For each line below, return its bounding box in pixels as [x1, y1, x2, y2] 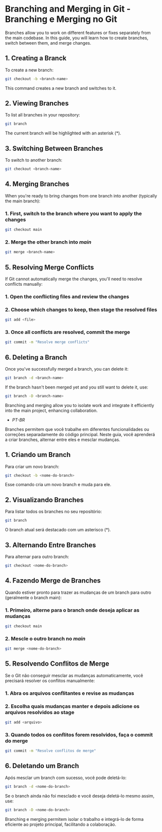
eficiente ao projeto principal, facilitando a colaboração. [5, 821, 117, 827]
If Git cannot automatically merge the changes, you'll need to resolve [5, 276, 143, 282]
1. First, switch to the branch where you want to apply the [5, 210, 142, 217]
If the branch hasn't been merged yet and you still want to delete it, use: [5, 384, 148, 390]
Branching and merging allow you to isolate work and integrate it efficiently [5, 402, 154, 408]
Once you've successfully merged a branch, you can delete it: [5, 366, 129, 372]
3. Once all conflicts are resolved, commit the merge [5, 328, 131, 335]
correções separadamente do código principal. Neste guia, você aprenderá [5, 431, 155, 437]
